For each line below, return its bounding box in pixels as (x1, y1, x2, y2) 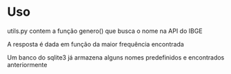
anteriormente (7, 60, 48, 69)
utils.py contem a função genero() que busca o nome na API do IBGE (7, 27, 203, 35)
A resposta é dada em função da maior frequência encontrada (7, 40, 184, 48)
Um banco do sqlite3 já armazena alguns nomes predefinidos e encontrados (7, 53, 225, 62)
